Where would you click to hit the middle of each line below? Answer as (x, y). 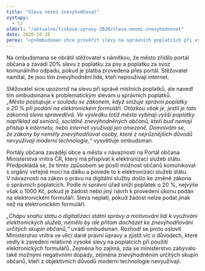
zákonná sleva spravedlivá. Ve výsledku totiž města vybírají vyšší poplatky (101, 114)
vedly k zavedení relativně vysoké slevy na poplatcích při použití (87, 242)
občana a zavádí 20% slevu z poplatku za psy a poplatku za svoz (88, 64)
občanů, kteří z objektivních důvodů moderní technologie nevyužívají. (94, 261)
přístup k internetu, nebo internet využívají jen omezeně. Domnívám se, (96, 128)
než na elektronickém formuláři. (46, 204)
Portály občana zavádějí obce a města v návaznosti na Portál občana (93, 152)
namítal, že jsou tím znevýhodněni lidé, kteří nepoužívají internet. (88, 77)
